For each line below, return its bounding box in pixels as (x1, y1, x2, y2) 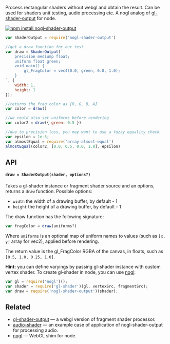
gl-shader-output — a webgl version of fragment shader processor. (12, 316, 156, 322)
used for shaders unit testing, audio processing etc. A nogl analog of (5, 10, 150, 16)
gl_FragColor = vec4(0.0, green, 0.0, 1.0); (24, 68, 121, 73)
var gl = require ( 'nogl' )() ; (5, 279, 68, 284)
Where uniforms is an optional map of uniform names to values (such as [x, (5, 233, 166, 239)
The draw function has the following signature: (5, 214, 104, 220)
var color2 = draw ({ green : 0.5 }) (5, 120, 82, 125)
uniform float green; (14, 59, 61, 64)
